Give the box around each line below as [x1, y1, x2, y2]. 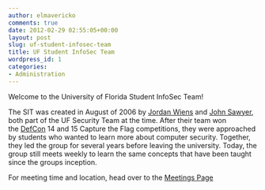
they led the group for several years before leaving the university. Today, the [8, 140, 257, 150]
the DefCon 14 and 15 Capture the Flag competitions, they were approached [8, 124, 256, 133]
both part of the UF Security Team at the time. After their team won [8, 115, 227, 125]
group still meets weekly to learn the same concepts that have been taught [8, 149, 252, 158]
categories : [8, 63, 47, 71]
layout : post [8, 33, 51, 42]
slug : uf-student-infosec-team [8, 41, 112, 49]
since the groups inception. [8, 157, 97, 166]
